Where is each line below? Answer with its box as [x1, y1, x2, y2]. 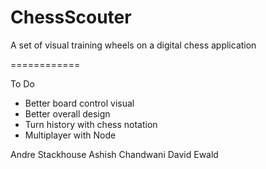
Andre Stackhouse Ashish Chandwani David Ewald [10, 148, 219, 160]
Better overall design [24, 107, 111, 120]
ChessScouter [10, 6, 132, 29]
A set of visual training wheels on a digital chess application [10, 39, 257, 51]
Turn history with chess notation [24, 118, 158, 130]
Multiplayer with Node [24, 129, 117, 141]
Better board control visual [24, 97, 135, 109]
